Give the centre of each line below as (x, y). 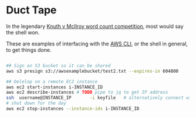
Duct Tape (32, 10)
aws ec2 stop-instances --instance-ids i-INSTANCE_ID (73, 109)
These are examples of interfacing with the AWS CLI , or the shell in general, (97, 44)
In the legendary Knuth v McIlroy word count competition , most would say (95, 26)
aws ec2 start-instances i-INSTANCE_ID (55, 87)
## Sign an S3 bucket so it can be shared (58, 65)
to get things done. (29, 49)
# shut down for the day (36, 103)
